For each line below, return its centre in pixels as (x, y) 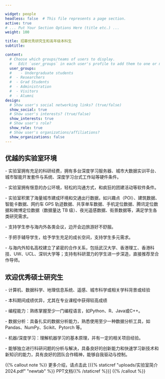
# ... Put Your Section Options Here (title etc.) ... (62, 28)
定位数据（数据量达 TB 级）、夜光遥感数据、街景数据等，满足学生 (87, 210)
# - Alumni (22, 96)
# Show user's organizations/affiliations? (55, 132)
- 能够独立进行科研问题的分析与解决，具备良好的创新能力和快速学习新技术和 (82, 348)
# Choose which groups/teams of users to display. (62, 59)
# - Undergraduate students (41, 73)
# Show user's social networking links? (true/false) (66, 105)
